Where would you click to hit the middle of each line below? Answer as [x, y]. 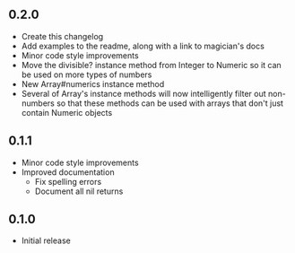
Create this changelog [62, 36]
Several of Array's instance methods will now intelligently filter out [143, 93]
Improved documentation [68, 172]
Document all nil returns [79, 191]
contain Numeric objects [67, 112]
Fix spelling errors [68, 181]
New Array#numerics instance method [93, 83]
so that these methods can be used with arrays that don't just [170, 103]
